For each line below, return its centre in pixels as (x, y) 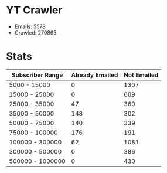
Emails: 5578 (30, 26)
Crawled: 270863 (35, 32)
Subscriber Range (37, 75)
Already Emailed (95, 75)
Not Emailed (141, 75)
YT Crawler (34, 10)
